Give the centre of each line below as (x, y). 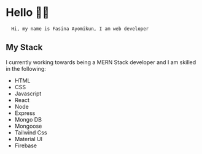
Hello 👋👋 (28, 13)
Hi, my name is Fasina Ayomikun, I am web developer (80, 29)
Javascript (28, 94)
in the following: (26, 68)
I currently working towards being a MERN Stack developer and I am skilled (101, 62)
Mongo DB (28, 119)
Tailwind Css (31, 132)
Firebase (26, 145)
